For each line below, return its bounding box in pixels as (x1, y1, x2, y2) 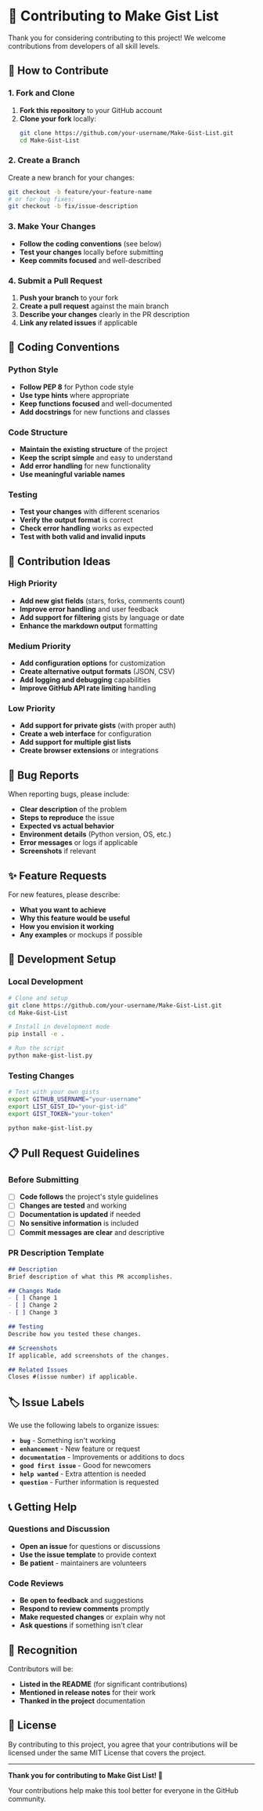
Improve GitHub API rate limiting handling (19, 683, 157, 693)
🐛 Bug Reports (8, 768, 80, 782)
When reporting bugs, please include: (8, 789, 130, 799)
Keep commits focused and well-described (19, 255, 161, 265)
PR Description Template (8, 1248, 104, 1259)
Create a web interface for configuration (19, 729, 152, 738)
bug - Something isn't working (19, 1436, 116, 1445)
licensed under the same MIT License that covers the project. (8, 1747, 206, 1757)
